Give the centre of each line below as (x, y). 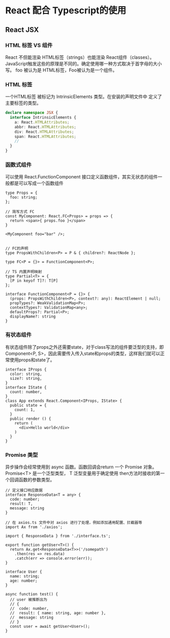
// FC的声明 (17, 248)
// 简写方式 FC (20, 212)
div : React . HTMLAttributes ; (44, 132)
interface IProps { (26, 369)
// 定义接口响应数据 (24, 490)
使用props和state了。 (32, 360)
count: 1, (25, 409)
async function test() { (32, 594)
